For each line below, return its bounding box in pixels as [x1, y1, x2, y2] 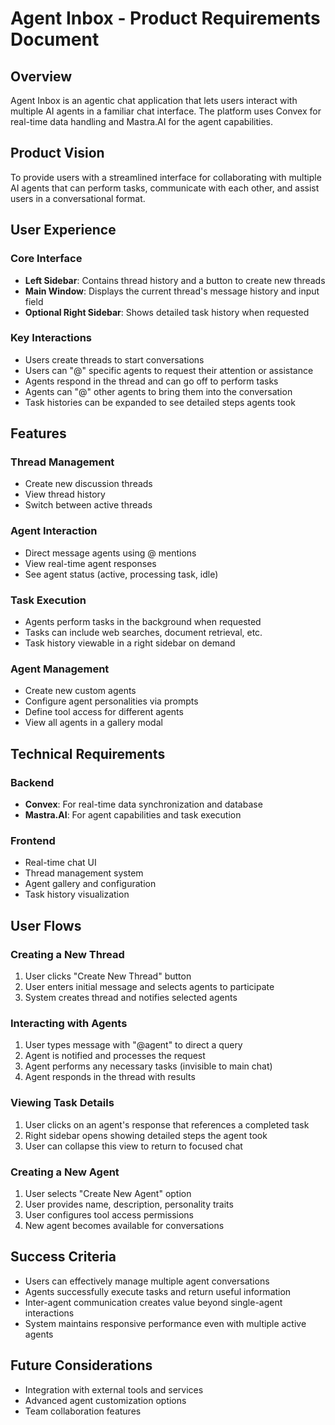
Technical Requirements [10, 745, 166, 762]
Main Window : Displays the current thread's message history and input [24, 285, 320, 297]
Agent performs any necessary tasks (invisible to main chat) [24, 1060, 273, 1072]
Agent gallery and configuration [24, 878, 157, 890]
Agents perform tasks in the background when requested [24, 616, 262, 628]
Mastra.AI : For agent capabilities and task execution [24, 809, 242, 821]
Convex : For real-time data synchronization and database [24, 798, 263, 811]
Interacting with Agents [10, 1016, 128, 1030]
